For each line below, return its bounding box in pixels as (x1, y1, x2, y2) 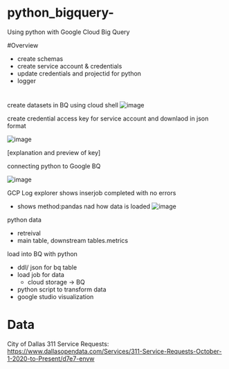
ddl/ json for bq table (17, 263, 77, 271)
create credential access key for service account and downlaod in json (7, 114, 209, 123)
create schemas (17, 54, 64, 63)
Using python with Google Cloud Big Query (7, 28, 130, 36)
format (7, 122, 26, 130)
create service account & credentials (17, 62, 122, 70)
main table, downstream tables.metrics (17, 237, 129, 245)
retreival (17, 229, 42, 237)
